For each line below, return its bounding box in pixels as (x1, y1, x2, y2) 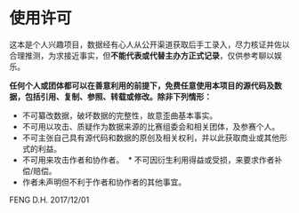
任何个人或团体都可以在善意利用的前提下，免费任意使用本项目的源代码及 (9, 80, 274, 91)
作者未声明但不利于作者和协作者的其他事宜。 (21, 177, 187, 187)
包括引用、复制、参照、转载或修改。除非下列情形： (24, 91, 212, 102)
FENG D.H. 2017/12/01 (9, 194, 90, 205)
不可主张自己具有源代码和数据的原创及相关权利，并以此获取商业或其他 (21, 132, 280, 143)
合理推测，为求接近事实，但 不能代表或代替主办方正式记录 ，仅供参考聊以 (9, 50, 274, 60)
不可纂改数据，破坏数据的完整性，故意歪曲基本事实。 (21, 110, 218, 121)
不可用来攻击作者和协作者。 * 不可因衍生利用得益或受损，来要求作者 (21, 154, 275, 165)
